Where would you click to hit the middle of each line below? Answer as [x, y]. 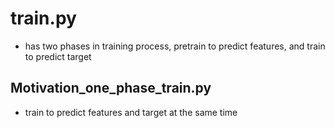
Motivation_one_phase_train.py [111, 88]
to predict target [58, 56]
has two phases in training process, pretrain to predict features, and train [175, 46]
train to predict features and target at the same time [131, 112]
